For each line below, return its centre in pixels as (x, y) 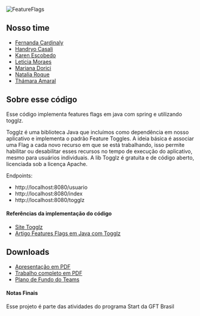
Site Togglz (29, 227)
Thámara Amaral (35, 80)
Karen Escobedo (35, 55)
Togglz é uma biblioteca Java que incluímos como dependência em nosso (98, 132)
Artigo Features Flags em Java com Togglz (68, 233)
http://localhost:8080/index (49, 193)
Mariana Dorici (33, 68)
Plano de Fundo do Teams (47, 279)
